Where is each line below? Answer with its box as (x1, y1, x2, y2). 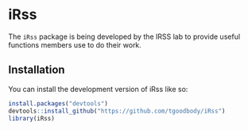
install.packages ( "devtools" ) (8, 99, 109, 108)
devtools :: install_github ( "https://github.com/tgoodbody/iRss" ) (8, 107, 226, 115)
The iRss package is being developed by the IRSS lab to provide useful (8, 32, 241, 41)
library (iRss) (8, 114, 56, 122)
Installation (8, 63, 65, 77)
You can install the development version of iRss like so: (8, 84, 188, 94)
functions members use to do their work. (8, 40, 141, 49)
